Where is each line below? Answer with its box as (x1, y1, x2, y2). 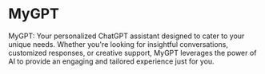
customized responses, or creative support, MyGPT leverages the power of (8, 48, 257, 57)
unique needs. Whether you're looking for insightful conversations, (8, 39, 229, 49)
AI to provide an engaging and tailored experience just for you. (8, 56, 215, 66)
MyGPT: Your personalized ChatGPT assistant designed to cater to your (8, 31, 245, 41)
